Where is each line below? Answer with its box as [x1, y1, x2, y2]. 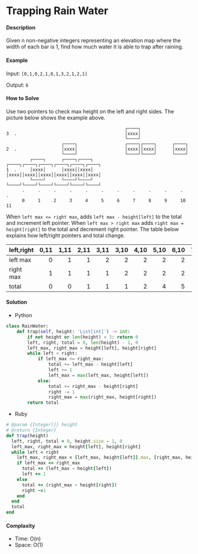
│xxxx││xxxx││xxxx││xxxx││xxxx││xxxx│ [6, 172, 101, 178]
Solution [6, 298, 28, 306]
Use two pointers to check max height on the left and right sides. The [6, 108, 174, 115]
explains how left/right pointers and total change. [6, 231, 126, 239]
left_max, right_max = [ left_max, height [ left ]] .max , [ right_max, [16, 455, 183, 460]
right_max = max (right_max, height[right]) [48, 394, 157, 400]
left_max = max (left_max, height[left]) [48, 372, 149, 378]
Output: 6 [6, 81, 29, 88]
